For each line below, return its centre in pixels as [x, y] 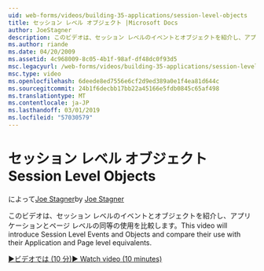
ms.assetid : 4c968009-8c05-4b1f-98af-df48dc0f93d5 [93, 60]
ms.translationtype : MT [47, 96]
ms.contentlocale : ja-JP [49, 103]
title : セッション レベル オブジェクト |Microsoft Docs [93, 23]
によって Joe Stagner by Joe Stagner [66, 199]
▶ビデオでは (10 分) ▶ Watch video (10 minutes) [85, 258]
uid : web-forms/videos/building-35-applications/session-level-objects [128, 15]
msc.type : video [35, 74]
